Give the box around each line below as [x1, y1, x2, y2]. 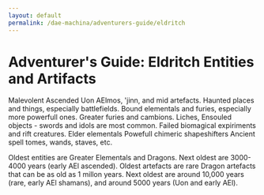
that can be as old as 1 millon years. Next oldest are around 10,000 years [8, 170, 245, 179]
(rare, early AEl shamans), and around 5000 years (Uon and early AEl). [8, 178, 239, 188]
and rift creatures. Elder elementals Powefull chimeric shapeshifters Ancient [8, 129, 255, 139]
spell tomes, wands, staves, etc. [8, 137, 113, 147]
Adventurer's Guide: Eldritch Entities [8, 53, 255, 71]
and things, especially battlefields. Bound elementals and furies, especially [8, 104, 251, 114]
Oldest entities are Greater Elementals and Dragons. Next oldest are [8, 153, 229, 163]
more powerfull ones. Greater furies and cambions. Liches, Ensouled [8, 112, 232, 122]
